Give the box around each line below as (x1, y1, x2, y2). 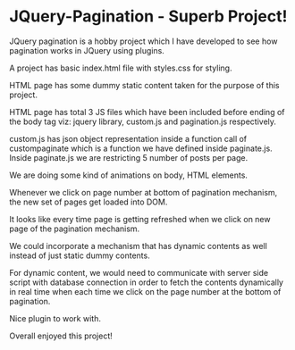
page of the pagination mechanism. (9, 223, 140, 234)
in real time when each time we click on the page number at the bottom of (9, 286, 282, 296)
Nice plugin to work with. (9, 312, 101, 323)
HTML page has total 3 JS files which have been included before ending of (9, 106, 285, 117)
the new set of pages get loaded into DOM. (9, 196, 168, 207)
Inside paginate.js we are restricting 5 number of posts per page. (9, 152, 249, 162)
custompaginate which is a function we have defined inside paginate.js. (9, 143, 273, 154)
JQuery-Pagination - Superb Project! (9, 6, 288, 27)
